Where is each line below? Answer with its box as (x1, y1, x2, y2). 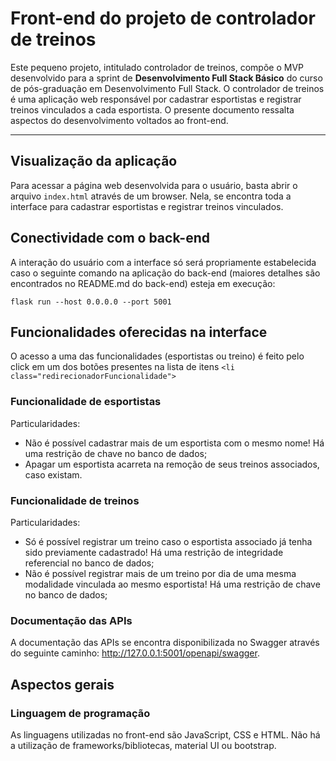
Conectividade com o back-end (10, 230, 210, 247)
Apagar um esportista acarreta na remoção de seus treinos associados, (24, 458, 320, 470)
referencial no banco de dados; (24, 557, 155, 569)
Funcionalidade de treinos (10, 493, 140, 507)
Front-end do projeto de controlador (10, 7, 316, 30)
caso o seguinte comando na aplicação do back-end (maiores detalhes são (10, 267, 321, 279)
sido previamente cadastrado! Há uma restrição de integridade (24, 546, 284, 558)
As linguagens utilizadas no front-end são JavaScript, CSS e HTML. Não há (10, 728, 321, 741)
